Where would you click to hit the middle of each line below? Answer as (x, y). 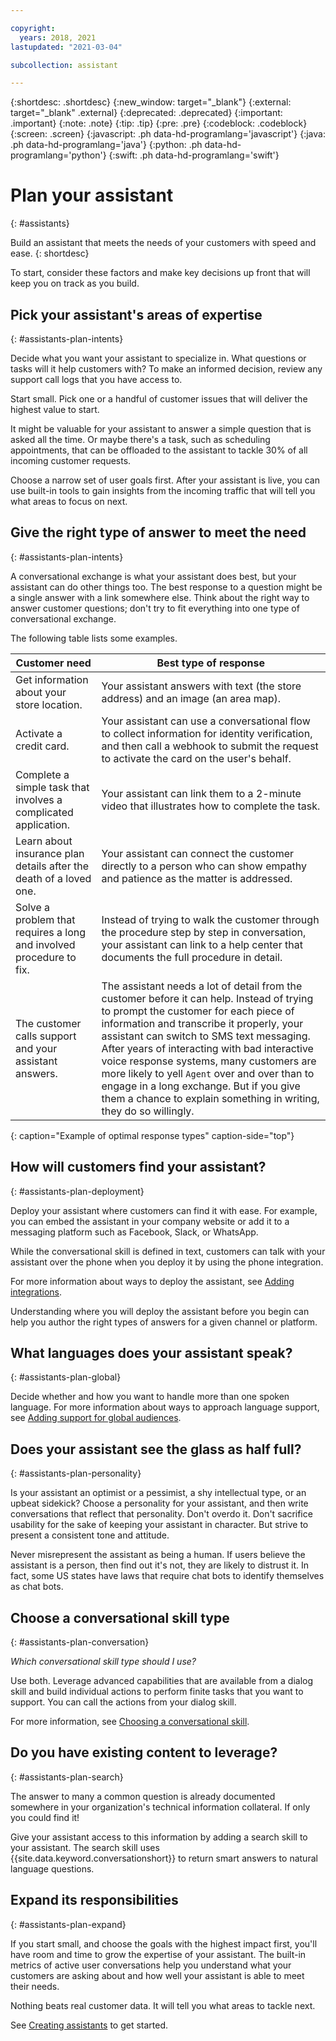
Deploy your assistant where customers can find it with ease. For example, (164, 1210)
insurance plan (50, 853)
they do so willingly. (148, 1111)
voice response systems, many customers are (209, 1061)
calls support (46, 1036)
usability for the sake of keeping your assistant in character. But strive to (159, 1525)
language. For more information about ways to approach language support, (165, 1407)
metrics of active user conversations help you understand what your (151, 1965)
